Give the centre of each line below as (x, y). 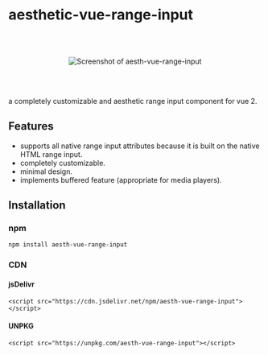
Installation (37, 206)
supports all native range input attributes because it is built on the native (140, 146)
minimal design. (46, 171)
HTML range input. (51, 154)
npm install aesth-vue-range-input (68, 245)
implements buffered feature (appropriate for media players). (121, 180)
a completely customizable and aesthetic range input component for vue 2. (133, 101)
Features (31, 126)
